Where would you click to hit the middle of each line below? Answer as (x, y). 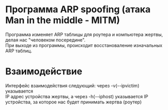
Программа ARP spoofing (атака (78, 9)
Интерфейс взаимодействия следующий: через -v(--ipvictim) (72, 85)
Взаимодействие (44, 71)
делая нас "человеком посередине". (45, 40)
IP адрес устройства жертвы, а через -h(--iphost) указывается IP (77, 96)
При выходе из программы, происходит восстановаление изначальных (84, 45)
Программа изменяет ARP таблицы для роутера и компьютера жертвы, (84, 34)
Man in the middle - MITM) (63, 20)
